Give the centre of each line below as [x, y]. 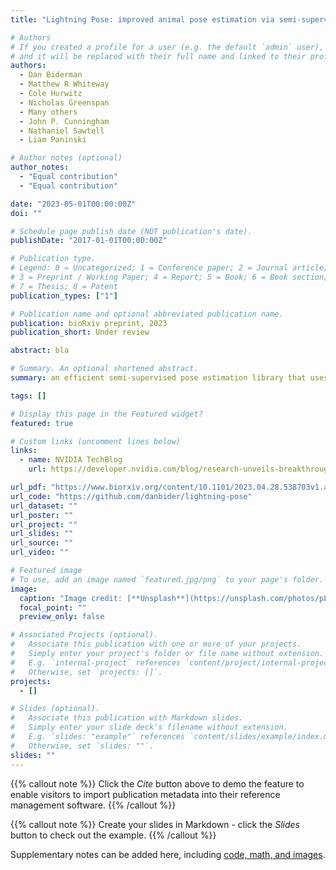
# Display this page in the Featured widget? [106, 414]
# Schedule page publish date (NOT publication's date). [131, 231]
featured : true [42, 423]
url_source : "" [42, 543]
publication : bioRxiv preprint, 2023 [89, 323]
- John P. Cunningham [64, 121]
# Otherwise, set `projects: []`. [86, 672]
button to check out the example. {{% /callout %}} [113, 835]
